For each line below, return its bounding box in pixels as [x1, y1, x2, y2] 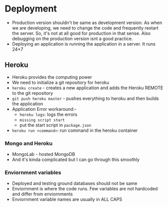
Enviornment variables [5, 169, 61, 176]
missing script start [19, 117, 65, 123]
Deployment [5, 3, 57, 15]
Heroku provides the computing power [12, 74, 93, 80]
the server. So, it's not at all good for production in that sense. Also [12, 30, 151, 36]
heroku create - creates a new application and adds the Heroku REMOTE [12, 85, 163, 91]
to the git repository [12, 90, 53, 96]
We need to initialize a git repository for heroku [12, 79, 109, 85]
